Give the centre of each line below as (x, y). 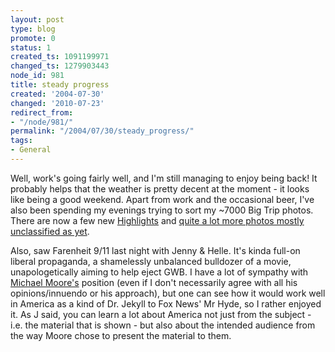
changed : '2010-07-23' (57, 103)
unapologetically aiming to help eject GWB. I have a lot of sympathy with (159, 272)
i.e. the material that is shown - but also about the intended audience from (163, 325)
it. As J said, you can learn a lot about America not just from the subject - (161, 314)
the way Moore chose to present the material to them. (121, 335)
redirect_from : (42, 112)
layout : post (37, 19)
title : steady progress (60, 85)
